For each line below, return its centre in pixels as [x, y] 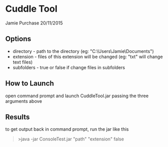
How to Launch [30, 84]
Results [18, 117]
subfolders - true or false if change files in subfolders [69, 67]
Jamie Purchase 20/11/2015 [34, 23]
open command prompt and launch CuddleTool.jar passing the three [77, 96]
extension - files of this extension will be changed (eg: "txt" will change [88, 56]
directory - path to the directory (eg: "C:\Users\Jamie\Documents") [83, 51]
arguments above [24, 101]
